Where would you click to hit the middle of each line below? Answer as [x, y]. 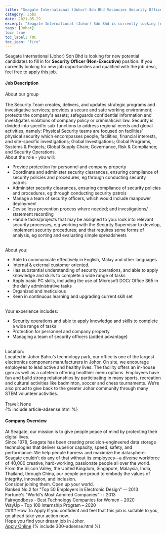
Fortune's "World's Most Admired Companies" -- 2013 [61, 495]
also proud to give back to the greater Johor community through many [77, 388]
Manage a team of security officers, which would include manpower [82, 198]
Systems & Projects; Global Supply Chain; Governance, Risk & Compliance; [81, 146]
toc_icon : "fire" [23, 42]
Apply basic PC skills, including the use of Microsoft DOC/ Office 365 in [85, 281]
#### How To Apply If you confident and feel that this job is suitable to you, [82, 511]
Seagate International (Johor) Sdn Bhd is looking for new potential [72, 56]
